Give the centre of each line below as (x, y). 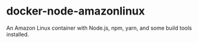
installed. (18, 34)
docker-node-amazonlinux (76, 11)
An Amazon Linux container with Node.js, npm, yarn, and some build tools (99, 28)
